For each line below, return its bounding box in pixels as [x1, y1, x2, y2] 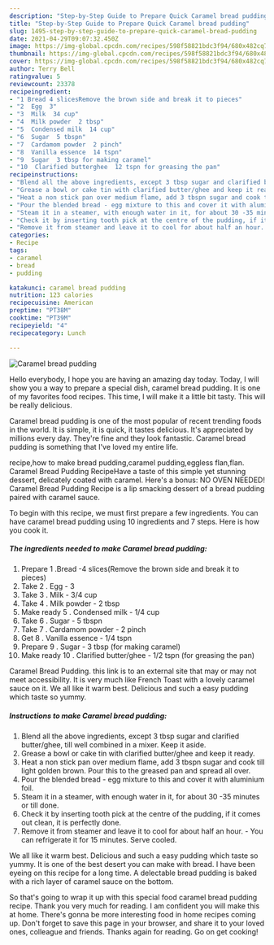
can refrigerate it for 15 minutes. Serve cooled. [20, 835, 177, 845]
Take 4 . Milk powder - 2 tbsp [20, 599, 120, 608]
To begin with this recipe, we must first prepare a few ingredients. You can [9, 507, 259, 517]
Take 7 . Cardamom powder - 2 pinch [20, 625, 146, 634]
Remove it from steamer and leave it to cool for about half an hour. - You [20, 826, 263, 836]
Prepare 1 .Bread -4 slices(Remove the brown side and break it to [20, 564, 240, 574]
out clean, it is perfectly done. [20, 818, 121, 828]
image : [9, 42, 32, 50]
